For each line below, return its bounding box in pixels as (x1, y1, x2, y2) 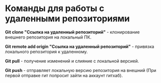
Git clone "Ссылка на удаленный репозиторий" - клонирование (5, 29, 140, 35)
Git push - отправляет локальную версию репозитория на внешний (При (5, 67, 157, 73)
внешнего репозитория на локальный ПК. (5, 34, 92, 40)
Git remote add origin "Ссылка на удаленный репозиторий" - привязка (5, 43, 154, 49)
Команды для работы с (5, 3, 105, 14)
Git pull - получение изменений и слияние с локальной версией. (5, 58, 139, 64)
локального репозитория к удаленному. (5, 49, 88, 55)
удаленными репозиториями (5, 13, 130, 24)
